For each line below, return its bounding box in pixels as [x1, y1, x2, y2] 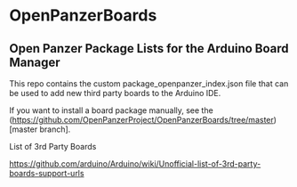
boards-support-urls [9, 168, 84, 178]
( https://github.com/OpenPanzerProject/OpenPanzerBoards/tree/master [9, 115, 274, 125]
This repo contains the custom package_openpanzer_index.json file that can [9, 78, 289, 89]
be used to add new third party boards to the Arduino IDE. [9, 88, 221, 98]
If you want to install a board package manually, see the [9, 105, 213, 116]
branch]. [39, 124, 71, 134]
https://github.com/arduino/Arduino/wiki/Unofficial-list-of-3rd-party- [9, 159, 261, 169]
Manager [9, 54, 60, 69]
